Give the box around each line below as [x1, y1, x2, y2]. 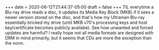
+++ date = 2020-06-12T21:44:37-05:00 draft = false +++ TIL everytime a [5, 4, 154, 10]
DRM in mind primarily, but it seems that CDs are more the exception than [5, 35, 152, 41]
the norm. [5, 40, 25, 46]
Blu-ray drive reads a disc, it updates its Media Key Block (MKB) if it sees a [5, 9, 154, 15]
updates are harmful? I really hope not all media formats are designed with [5, 30, 154, 35]
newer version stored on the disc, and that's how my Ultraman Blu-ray [5, 15, 145, 20]
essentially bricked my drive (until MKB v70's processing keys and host [5, 19, 148, 25]
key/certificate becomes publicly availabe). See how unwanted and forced [5, 25, 153, 31]
